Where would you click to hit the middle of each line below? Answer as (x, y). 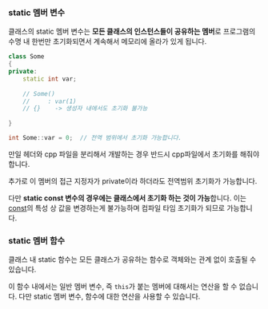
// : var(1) (50, 101)
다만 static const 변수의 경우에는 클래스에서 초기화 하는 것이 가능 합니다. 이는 (127, 198)
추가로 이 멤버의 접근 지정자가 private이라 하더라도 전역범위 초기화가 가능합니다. (133, 180)
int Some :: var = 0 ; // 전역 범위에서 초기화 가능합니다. (95, 138)
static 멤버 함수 (37, 240)
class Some (26, 57)
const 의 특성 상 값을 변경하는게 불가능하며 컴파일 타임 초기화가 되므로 (117, 208)
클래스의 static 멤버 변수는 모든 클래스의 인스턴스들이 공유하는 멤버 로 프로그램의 (132, 32)
